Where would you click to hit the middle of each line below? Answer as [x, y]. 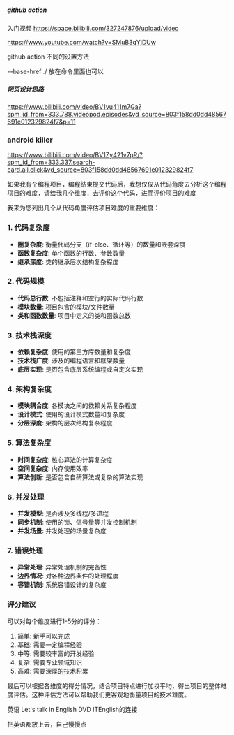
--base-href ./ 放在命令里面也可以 [56, 71]
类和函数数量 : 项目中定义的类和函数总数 [74, 315]
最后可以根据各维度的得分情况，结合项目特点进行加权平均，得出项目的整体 [114, 685]
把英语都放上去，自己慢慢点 [47, 724]
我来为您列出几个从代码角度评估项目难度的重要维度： [84, 208]
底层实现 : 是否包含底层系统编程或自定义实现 [80, 370]
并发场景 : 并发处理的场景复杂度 [62, 531]
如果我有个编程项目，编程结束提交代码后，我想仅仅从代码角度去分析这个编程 [117, 184]
